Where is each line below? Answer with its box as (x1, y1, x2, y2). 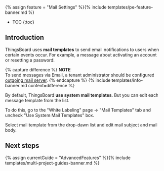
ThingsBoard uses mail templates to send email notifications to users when (5, 47, 159, 53)
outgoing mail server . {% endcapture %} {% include (5, 77, 111, 83)
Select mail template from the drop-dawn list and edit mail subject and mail (5, 121, 158, 128)
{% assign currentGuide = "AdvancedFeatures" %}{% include (5, 155, 131, 161)
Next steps (5, 141, 40, 150)
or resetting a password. (5, 57, 55, 63)
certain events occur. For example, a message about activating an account (5, 52, 157, 57)
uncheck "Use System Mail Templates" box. (5, 112, 95, 118)
